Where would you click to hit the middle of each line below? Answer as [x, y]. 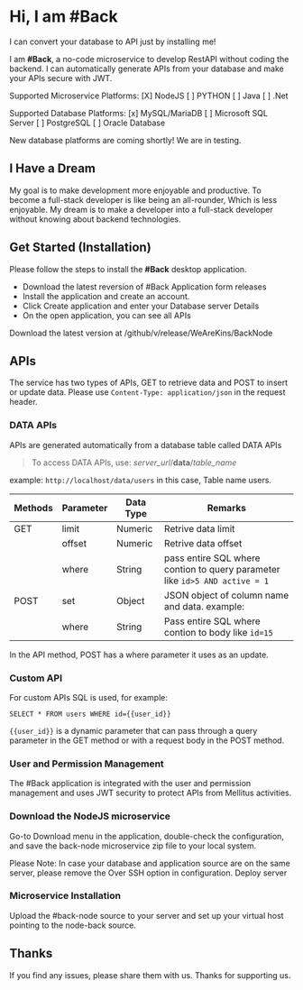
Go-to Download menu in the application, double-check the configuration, [147, 836]
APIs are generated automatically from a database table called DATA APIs [146, 445]
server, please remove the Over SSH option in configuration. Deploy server [148, 873]
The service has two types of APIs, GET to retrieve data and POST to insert [149, 383]
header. [23, 402]
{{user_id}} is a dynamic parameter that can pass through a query [133, 730]
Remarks [226, 508]
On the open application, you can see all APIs [106, 315]
